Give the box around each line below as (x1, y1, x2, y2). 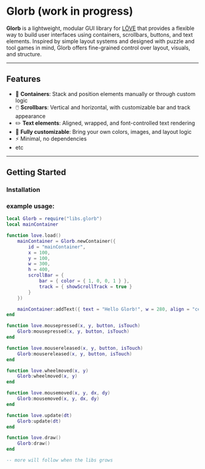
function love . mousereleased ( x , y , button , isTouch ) (6, 345, 143, 351)
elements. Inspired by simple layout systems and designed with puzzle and (6, 37, 195, 45)
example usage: (6, 202, 55, 210)
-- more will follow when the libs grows (6, 457, 113, 463)
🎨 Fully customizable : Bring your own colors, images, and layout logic (15, 128, 192, 135)
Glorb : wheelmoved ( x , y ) (17, 373, 78, 380)
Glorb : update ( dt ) (17, 418, 62, 424)
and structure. (6, 50, 42, 57)
